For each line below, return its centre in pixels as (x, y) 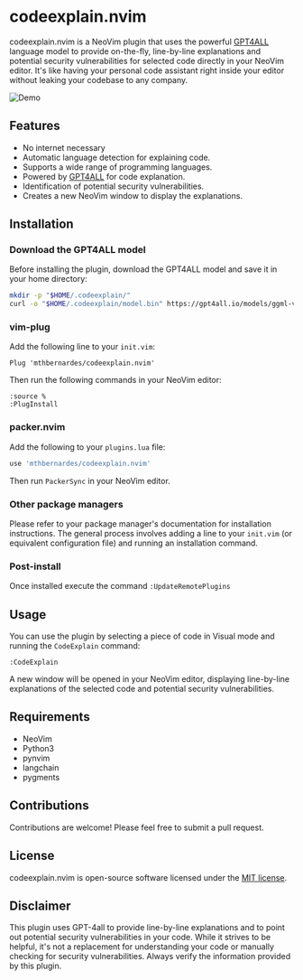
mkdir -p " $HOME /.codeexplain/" (70, 295)
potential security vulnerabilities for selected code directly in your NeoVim (147, 61)
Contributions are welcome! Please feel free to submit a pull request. (137, 827)
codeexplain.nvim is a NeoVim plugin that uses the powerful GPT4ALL (139, 42)
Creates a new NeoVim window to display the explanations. (133, 195)
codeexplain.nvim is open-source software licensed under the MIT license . (148, 877)
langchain (41, 767)
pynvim (36, 758)
